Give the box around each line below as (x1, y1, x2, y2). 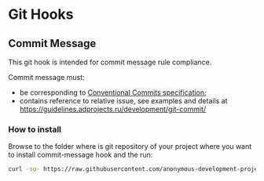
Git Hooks (8, 5, 74, 24)
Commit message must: (8, 73, 85, 81)
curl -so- (8, 165, 41, 173)
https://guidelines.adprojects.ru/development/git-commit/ (19, 104, 207, 114)
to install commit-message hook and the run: (8, 150, 153, 160)
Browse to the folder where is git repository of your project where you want (8, 142, 252, 151)
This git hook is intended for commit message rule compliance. (8, 57, 212, 67)
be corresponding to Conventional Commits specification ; (19, 88, 207, 97)
